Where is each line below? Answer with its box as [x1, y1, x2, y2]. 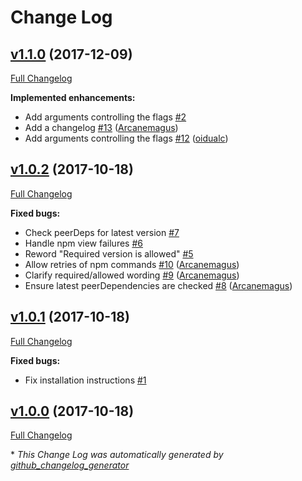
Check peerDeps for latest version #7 [24, 226, 180, 238]
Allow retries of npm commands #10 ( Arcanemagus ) [24, 258, 240, 270]
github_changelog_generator [10, 459, 130, 471]
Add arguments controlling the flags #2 [24, 111, 187, 123]
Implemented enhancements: [10, 92, 136, 103]
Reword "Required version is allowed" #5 [24, 247, 194, 260]
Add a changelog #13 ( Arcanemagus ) [24, 122, 179, 133]
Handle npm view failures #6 [24, 237, 143, 249]
